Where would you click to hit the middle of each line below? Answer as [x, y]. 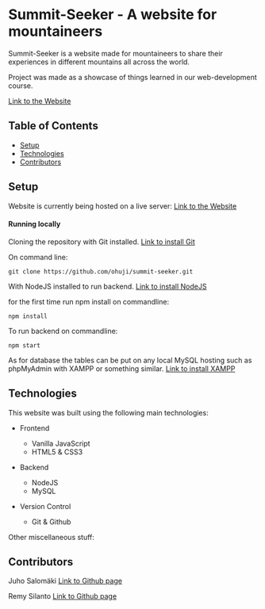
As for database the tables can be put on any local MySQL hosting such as [130, 360]
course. [21, 86]
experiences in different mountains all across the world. [99, 62]
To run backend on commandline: [63, 331]
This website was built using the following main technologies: [108, 412]
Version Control [45, 506]
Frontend [35, 428]
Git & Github [51, 522]
